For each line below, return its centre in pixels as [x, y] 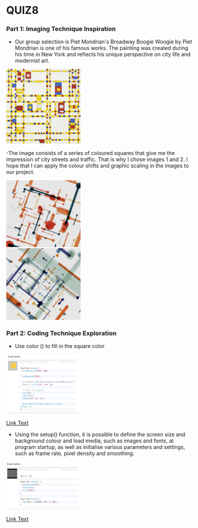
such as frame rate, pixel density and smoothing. [75, 453]
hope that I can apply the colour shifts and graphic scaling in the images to [98, 165]
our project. [21, 172]
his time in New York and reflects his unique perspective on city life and [103, 55]
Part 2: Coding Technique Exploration [62, 333]
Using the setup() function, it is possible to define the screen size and [100, 434]
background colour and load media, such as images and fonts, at [94, 441]
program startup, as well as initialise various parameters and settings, [100, 447]
